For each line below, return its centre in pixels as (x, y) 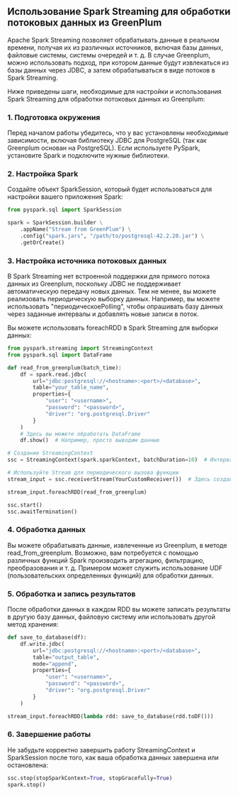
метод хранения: (33, 624)
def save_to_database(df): (47, 638)
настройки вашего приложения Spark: (65, 197)
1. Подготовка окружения (54, 117)
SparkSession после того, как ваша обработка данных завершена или (113, 757)
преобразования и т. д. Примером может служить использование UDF (115, 568)
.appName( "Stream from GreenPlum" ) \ (76, 229)
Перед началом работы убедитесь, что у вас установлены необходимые (118, 133)
